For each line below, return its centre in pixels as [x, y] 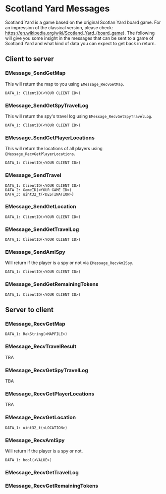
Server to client [29, 310]
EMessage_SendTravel [33, 175]
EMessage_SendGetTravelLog [42, 229]
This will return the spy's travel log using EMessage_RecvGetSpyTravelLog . [79, 116]
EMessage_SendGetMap [35, 73]
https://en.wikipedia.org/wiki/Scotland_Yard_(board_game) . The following [80, 33]
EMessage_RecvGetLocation [40, 418]
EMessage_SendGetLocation [41, 207]
